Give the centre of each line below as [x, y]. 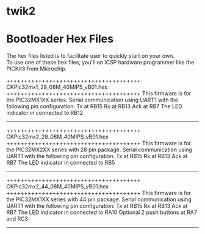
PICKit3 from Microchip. [37, 69]
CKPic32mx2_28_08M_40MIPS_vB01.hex [57, 137]
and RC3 [17, 219]
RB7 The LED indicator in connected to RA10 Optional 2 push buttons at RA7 [102, 212]
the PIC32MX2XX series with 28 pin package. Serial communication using [99, 150]
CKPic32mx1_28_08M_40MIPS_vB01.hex [57, 87]
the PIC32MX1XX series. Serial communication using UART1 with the [92, 100]
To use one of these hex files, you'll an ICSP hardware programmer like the [100, 63]
